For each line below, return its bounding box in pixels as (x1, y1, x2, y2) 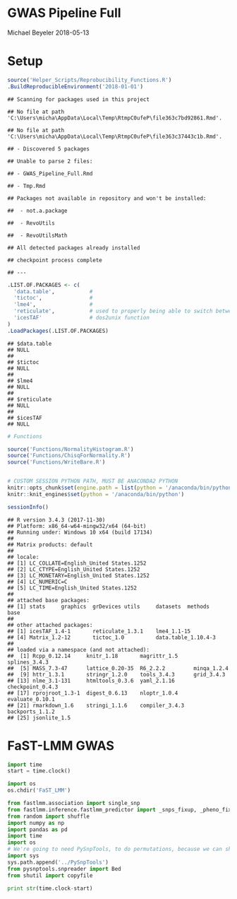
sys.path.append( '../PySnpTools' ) (7, 859, 109, 866)
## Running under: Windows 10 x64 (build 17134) (7, 529, 153, 536)
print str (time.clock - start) (7, 885, 93, 892)
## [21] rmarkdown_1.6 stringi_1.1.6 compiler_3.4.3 (7, 702, 185, 709)
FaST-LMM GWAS (7, 737, 115, 753)
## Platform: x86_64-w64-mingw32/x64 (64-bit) (7, 522, 147, 529)
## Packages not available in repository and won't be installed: (7, 194, 207, 202)
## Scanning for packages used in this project (7, 95, 150, 103)
